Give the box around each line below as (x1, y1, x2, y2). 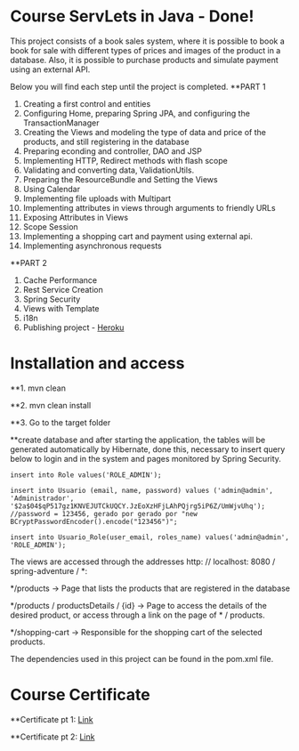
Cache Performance (22, 274, 97, 286)
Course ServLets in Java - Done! (10, 6, 255, 27)
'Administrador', (10, 494, 75, 503)
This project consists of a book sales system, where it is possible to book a (10, 36, 286, 46)
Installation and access (10, 353, 185, 374)
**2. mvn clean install (10, 400, 92, 410)
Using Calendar (22, 183, 81, 194)
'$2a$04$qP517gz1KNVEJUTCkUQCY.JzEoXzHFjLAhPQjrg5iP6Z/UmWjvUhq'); (10, 501, 266, 511)
